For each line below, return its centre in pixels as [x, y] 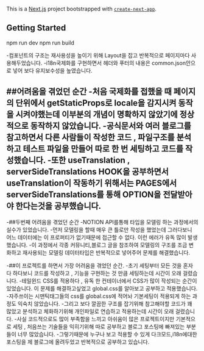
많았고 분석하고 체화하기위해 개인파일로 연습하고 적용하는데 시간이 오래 [90, 311]
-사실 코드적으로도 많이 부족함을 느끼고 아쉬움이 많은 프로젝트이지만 [94, 319]
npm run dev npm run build [40, 43]
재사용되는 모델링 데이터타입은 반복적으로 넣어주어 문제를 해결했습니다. [106, 252]
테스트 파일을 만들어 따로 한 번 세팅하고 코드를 [103, 149]
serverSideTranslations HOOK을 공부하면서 [88, 172]
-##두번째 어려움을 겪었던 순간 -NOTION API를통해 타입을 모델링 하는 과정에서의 [102, 222]
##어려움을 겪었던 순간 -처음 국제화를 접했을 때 [89, 92]
